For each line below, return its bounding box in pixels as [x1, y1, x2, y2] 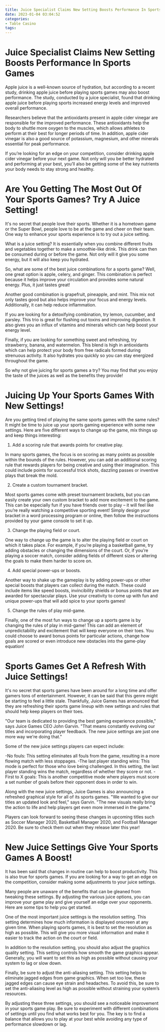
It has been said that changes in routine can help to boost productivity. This [5, 868, 158, 874]
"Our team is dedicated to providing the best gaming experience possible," [5, 718, 156, 724]
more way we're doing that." [5, 733, 62, 739]
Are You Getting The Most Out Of [5, 184, 142, 195]
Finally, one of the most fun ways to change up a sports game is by [5, 617, 141, 623]
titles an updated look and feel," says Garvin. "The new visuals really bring [5, 799, 156, 805]
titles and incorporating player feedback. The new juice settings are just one [5, 728, 159, 734]
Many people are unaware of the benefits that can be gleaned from [5, 888, 141, 894]
